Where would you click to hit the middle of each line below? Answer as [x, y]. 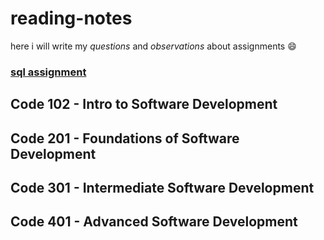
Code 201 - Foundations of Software [125, 138]
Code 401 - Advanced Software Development [154, 222]
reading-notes [71, 18]
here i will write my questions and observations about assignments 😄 [153, 46]
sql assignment [48, 72]
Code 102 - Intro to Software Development [144, 104]
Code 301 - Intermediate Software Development [162, 188]
